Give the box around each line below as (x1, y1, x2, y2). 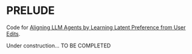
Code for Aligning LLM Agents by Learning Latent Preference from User (6, 24, 187, 31)
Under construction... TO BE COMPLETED (6, 42, 111, 49)
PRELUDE (6, 4, 55, 18)
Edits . (6, 30, 21, 37)
